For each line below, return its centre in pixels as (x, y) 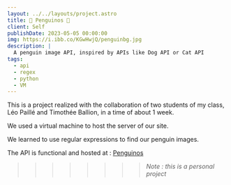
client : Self (26, 27)
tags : (15, 59)
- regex (25, 72)
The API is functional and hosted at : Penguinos (75, 153)
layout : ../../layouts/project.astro (62, 14)
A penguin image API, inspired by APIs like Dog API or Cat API (109, 53)
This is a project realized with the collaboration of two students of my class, (116, 105)
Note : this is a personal (180, 166)
